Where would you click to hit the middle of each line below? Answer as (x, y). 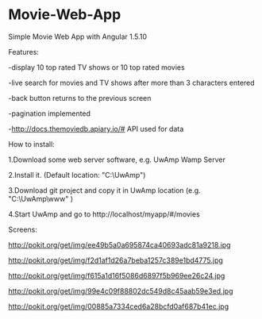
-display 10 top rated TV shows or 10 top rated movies (96, 67)
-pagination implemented (50, 113)
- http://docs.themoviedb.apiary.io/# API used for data (96, 129)
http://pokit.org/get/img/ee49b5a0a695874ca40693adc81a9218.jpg (119, 244)
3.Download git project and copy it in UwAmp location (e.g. (104, 190)
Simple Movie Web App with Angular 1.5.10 (78, 37)
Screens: (23, 229)
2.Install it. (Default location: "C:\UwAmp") (77, 175)
